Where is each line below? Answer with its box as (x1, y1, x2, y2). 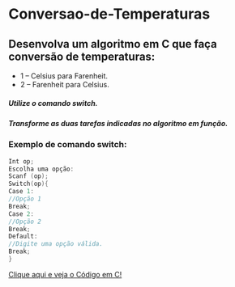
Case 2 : (8, 209, 35, 218)
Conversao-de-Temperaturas (8, 5, 211, 23)
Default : (8, 232, 38, 241)
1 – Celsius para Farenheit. (19, 71, 108, 81)
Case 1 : (8, 188, 35, 196)
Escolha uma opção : (8, 165, 75, 173)
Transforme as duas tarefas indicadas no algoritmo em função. (8, 118, 229, 128)
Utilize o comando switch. (8, 98, 99, 108)
